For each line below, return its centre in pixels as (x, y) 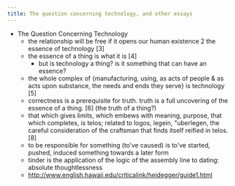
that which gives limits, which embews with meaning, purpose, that (125, 115)
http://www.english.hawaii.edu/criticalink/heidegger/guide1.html (120, 175)
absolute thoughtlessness (65, 167)
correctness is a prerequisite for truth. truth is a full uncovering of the (128, 100)
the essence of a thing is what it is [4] (82, 56)
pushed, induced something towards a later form (98, 152)
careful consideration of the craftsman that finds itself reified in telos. (128, 130)
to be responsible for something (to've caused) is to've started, (119, 145)
